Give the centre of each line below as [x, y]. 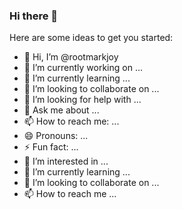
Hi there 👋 [34, 16]
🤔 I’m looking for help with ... [82, 100]
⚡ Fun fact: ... [51, 147]
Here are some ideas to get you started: [91, 38]
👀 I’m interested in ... [66, 161]
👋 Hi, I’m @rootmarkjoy [71, 57]
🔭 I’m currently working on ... [83, 68]
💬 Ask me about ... [61, 110]
